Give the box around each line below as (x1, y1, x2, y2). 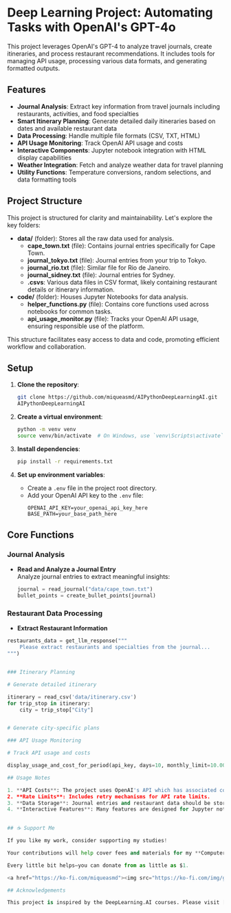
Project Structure (7, 195, 82, 207)
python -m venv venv (16, 426, 76, 433)
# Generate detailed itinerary (7, 681, 97, 688)
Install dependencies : (16, 445, 80, 453)
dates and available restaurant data (16, 124, 118, 132)
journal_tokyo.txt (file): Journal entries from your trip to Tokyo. (27, 256, 207, 264)
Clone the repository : (16, 380, 80, 389)
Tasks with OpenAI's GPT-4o (7, 19, 177, 35)
